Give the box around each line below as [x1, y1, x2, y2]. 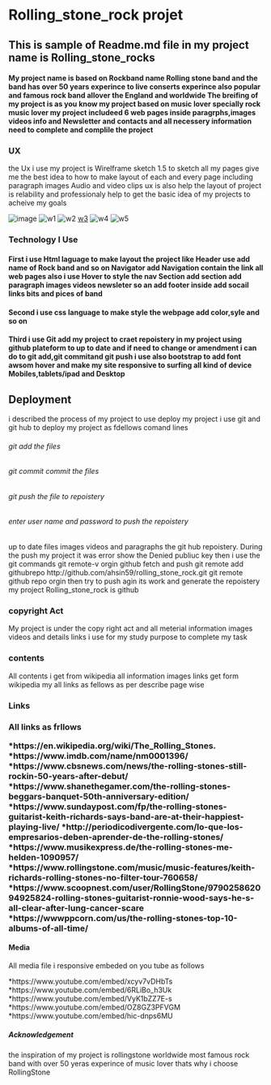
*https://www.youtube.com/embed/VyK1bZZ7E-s [8, 994, 172, 1004]
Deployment [8, 392, 72, 407]
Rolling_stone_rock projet [8, 6, 184, 24]
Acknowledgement [8, 1029, 74, 1040]
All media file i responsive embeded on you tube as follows [8, 961, 205, 971]
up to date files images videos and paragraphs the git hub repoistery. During [8, 542, 263, 552]
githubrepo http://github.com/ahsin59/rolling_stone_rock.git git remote [8, 568, 243, 578]
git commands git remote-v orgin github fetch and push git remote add [8, 559, 244, 569]
